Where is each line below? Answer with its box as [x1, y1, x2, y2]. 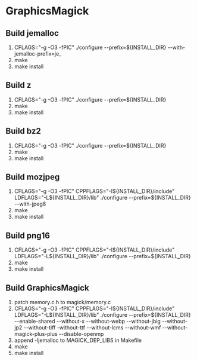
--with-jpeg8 [14, 200, 46, 207]
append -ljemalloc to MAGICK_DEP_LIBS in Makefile [14, 336, 142, 344]
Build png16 [5, 230, 50, 240]
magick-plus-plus [14, 331, 58, 338]
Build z [5, 80, 32, 90]
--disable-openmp [58, 331, 104, 338]
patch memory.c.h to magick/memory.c [14, 299, 111, 306]
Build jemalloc [5, 28, 59, 38]
